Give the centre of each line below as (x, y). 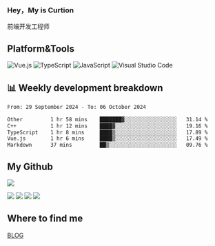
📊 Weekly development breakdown (85, 88)
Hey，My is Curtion (41, 10)
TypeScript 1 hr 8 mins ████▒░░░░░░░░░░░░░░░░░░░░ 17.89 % (107, 132)
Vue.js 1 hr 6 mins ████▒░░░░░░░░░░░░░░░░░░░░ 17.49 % (107, 139)
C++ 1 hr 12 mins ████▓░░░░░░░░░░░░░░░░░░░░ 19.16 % (107, 126)
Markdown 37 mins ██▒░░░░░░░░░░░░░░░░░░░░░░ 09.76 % (107, 145)
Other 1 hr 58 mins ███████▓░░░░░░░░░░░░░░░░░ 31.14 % (107, 119)
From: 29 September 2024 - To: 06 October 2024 (77, 107)
